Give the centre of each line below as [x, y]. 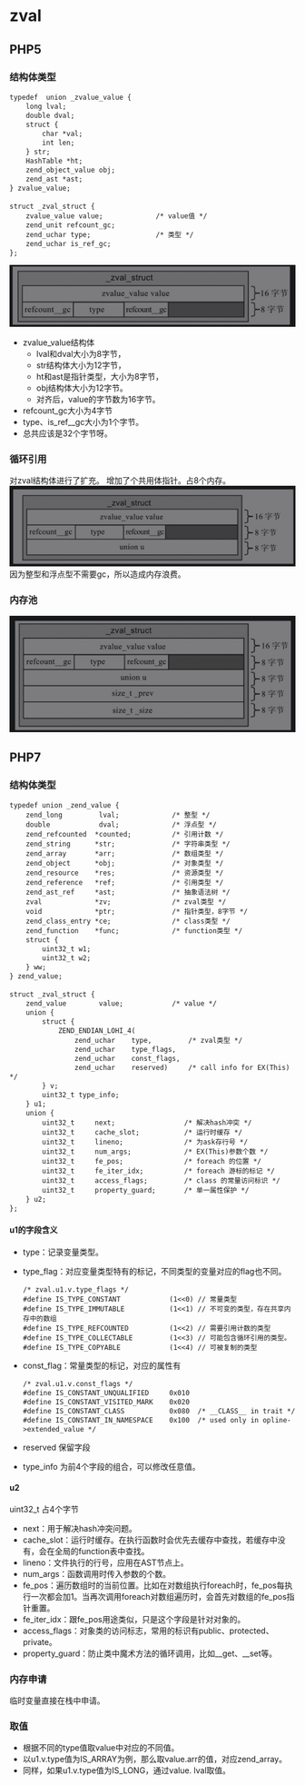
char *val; [63, 134]
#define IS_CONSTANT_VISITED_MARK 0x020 [106, 1402]
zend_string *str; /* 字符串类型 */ [128, 844]
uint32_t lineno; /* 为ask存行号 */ [145, 1142]
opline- [277, 1420]
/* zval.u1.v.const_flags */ [78, 1383]
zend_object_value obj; [71, 170]
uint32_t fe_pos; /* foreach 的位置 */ [152, 1162]
